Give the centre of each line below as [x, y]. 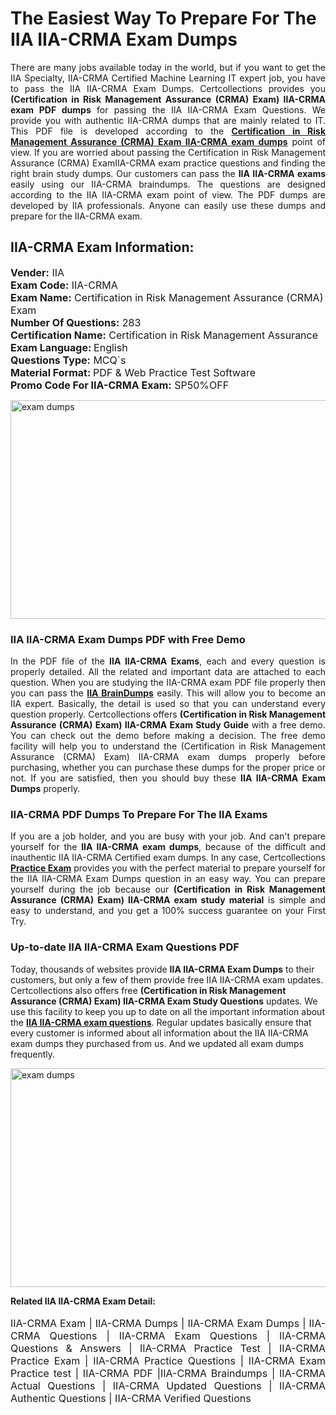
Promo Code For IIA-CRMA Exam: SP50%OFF [120, 385]
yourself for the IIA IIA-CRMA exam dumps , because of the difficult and [168, 847]
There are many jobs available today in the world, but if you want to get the [168, 67]
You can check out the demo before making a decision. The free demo [168, 736]
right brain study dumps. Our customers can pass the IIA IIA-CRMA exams [168, 173]
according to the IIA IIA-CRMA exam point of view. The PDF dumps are [168, 194]
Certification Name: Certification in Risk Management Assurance [164, 335]
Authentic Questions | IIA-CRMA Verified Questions [131, 1398]
